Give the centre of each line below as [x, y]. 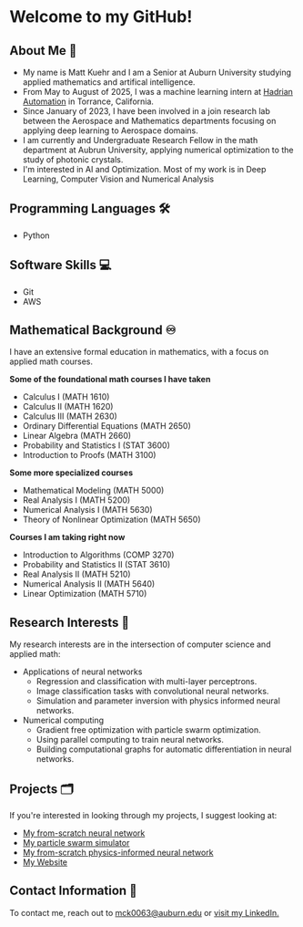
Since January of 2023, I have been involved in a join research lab [146, 111]
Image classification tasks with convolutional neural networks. [152, 692]
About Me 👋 [43, 51]
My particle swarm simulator [76, 843]
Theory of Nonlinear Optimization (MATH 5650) [112, 520]
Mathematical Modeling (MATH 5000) [93, 491]
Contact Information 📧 [74, 891]
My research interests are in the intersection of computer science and [140, 644]
